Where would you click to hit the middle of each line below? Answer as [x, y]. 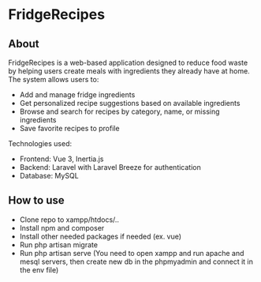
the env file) [39, 269]
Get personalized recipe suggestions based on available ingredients [130, 103]
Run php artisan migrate [59, 244]
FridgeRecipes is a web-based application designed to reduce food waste [128, 62]
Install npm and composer [62, 227]
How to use [36, 200]
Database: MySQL [49, 176]
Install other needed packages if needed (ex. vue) [101, 236]
